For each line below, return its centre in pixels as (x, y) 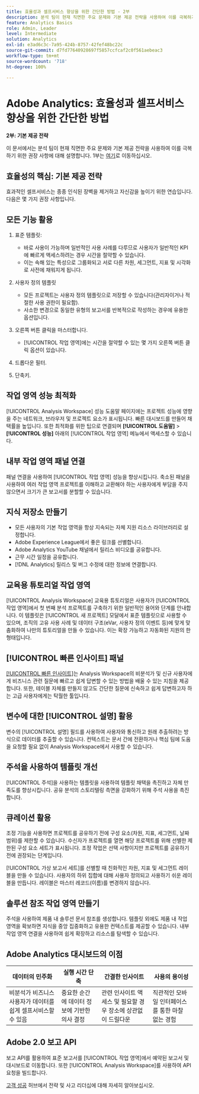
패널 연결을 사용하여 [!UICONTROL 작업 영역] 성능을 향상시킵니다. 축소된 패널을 (98, 477)
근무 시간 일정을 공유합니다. (46, 557)
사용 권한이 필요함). (57, 302)
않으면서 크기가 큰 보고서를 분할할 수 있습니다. (59, 491)
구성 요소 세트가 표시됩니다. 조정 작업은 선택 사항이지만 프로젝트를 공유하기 (103, 848)
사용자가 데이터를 (32, 1002)
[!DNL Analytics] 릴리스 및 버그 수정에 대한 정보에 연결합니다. (86, 565)
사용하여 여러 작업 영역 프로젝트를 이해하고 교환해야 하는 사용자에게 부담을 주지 (97, 484)
